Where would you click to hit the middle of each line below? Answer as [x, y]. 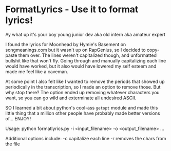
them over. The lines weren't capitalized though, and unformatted [88, 55]
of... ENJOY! [18, 118]
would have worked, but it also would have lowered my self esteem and [81, 66]
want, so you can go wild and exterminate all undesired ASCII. [71, 98]
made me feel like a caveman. [37, 71]
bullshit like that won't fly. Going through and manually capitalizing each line [86, 60]
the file [13, 144]
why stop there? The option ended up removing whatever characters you [83, 92]
